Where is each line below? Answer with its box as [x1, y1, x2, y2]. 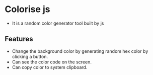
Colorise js [5, 4, 51, 15]
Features [5, 35, 33, 43]
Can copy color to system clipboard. [12, 64, 88, 70]
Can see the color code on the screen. [12, 59, 92, 65]
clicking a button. [12, 53, 48, 59]
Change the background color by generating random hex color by [12, 48, 148, 54]
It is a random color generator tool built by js [12, 20, 104, 26]
